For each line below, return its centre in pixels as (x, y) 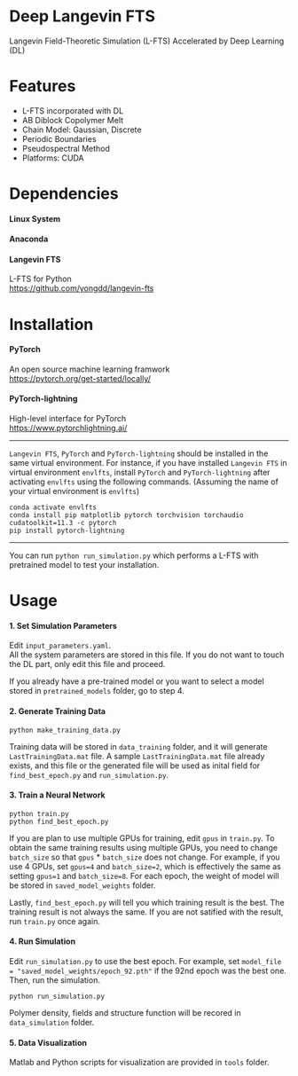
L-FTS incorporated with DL (73, 110)
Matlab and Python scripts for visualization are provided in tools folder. (139, 1063)
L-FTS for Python (41, 279)
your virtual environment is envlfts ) (74, 491)
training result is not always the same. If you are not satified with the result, (146, 912)
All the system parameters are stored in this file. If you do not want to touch (147, 655)
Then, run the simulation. (55, 980)
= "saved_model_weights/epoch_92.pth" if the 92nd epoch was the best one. (148, 971)
